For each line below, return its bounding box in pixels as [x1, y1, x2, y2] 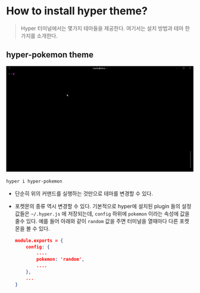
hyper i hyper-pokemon [6, 178, 62, 184]
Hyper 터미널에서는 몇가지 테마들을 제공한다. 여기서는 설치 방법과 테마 [20, 24, 184, 32]
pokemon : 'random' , [36, 257, 85, 263]
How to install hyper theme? [6, 4, 148, 18]
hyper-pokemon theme [6, 50, 94, 60]
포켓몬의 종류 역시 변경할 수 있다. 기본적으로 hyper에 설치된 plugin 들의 [14, 202, 180, 209]
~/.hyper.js [30, 211, 61, 217]
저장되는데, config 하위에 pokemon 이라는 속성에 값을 [67, 210, 190, 217]
